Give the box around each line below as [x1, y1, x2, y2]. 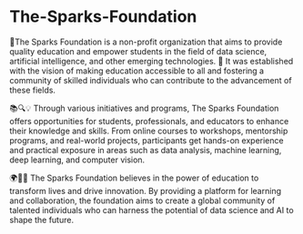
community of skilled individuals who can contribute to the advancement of [9, 74, 293, 85]
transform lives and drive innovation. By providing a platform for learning [9, 185, 282, 196]
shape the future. [9, 214, 75, 225]
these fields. [9, 84, 56, 95]
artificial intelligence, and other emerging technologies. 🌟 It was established [9, 55, 294, 66]
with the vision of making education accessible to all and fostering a [9, 65, 265, 76]
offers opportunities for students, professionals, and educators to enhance [9, 115, 289, 126]
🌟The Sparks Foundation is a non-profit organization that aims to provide [9, 36, 283, 47]
